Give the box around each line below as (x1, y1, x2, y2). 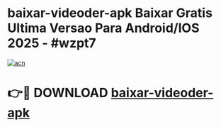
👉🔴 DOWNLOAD (7, 85, 108, 101)
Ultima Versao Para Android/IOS (7, 20, 200, 36)
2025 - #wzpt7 (7, 35, 97, 51)
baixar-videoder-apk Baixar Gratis (7, 5, 212, 21)
